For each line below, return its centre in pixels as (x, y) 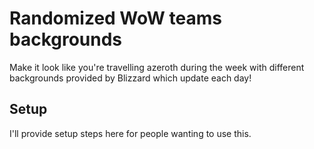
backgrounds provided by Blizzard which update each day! (130, 78)
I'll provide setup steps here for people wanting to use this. (130, 133)
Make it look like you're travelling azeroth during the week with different (157, 67)
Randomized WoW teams (115, 18)
